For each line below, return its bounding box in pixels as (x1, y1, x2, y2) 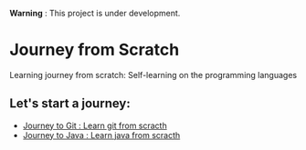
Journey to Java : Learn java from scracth (22, 129, 181, 140)
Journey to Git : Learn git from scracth (22, 120, 167, 131)
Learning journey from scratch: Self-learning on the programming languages (9, 69, 298, 80)
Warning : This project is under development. (9, 8, 181, 18)
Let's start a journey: (9, 95, 131, 112)
